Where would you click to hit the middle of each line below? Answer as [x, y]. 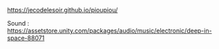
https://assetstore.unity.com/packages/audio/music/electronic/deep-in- [109, 31]
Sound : [18, 23]
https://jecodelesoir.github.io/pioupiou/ [63, 10]
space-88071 [26, 38]
